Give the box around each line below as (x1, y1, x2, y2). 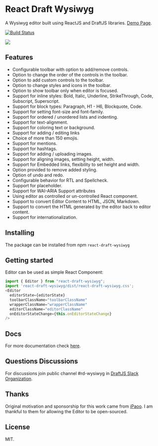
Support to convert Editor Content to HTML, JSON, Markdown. (12, 198, 140, 204)
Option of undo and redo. (12, 172, 64, 178)
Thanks (5, 390, 29, 398)
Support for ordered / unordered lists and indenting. (12, 114, 118, 120)
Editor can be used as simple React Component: (5, 269, 104, 275)
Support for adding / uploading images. (12, 150, 93, 157)
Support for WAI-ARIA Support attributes (12, 188, 96, 194)
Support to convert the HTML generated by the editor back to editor (12, 204, 151, 210)
